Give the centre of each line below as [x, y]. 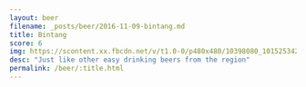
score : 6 [26, 43]
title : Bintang [38, 34]
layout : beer [34, 18]
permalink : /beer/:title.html [67, 69]
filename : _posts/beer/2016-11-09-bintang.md [97, 26]
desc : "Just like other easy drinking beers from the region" [130, 60]
